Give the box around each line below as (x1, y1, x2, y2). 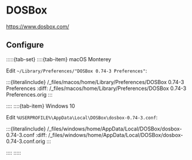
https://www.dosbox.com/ (6, 23, 69, 30)
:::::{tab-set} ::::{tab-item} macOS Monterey (6, 55, 112, 62)
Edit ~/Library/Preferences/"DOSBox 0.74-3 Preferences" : (6, 67, 147, 74)
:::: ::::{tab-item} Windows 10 (6, 102, 75, 109)
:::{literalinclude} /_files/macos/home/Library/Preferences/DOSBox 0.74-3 (6, 78, 184, 85)
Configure (6, 40, 44, 50)
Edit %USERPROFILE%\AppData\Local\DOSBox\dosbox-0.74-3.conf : (6, 114, 158, 121)
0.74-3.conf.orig (6, 138, 45, 145)
